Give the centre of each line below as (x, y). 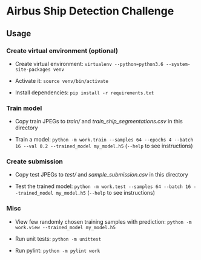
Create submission (35, 161)
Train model (24, 108)
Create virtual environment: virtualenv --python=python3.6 (89, 63)
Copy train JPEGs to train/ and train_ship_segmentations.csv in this (99, 122)
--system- (178, 64)
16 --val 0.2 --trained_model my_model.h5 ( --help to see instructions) (104, 146)
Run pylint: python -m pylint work (58, 250)
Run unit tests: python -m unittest (58, 239)
